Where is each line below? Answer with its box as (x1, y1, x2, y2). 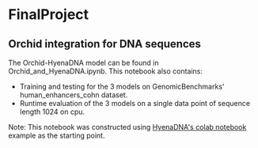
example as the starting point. (8, 131, 105, 140)
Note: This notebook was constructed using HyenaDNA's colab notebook (8, 123, 247, 131)
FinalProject (8, 6, 89, 24)
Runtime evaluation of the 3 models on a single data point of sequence (19, 99, 251, 108)
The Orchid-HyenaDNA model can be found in (8, 58, 159, 67)
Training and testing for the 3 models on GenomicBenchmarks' (19, 82, 225, 91)
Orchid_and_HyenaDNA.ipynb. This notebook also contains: (8, 66, 203, 76)
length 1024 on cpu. (19, 107, 85, 116)
